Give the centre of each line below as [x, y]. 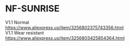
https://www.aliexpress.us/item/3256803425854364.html [65, 38]
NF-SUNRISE [32, 9]
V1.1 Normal [17, 22]
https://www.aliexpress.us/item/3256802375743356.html [64, 27]
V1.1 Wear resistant [25, 33]
